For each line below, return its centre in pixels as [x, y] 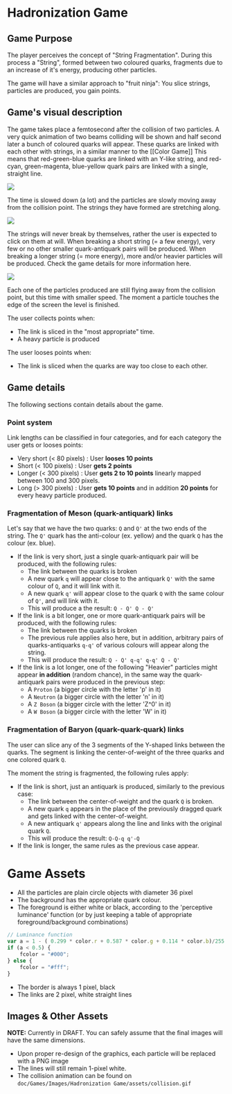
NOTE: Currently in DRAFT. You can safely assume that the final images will [115, 1033]
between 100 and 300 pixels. [59, 480]
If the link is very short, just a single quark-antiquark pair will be [108, 556]
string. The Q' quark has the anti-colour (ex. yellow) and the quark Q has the [115, 536]
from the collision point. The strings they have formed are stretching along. [114, 207]
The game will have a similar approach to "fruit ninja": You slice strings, [109, 83]
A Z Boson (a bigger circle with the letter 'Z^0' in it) [99, 704]
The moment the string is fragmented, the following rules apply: [98, 773]
